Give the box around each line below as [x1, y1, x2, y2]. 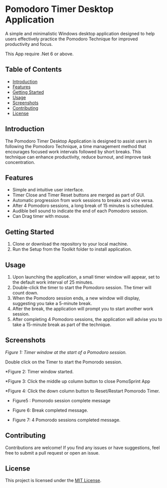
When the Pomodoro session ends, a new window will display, [12, 295, 141, 301]
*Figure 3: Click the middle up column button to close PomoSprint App [5, 378, 151, 384]
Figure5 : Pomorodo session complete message [12, 397, 111, 403]
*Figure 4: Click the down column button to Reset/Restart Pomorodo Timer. [5, 388, 161, 394]
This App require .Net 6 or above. [5, 51, 74, 57]
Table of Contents [5, 65, 62, 74]
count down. [12, 290, 38, 296]
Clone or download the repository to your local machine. [12, 241, 129, 247]
